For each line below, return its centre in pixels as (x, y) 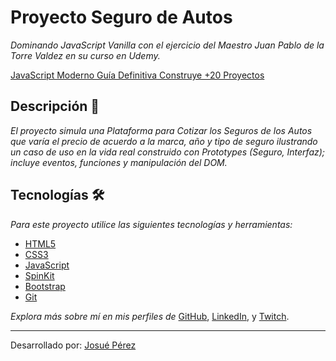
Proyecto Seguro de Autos (121, 17)
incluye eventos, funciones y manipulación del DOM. (119, 162)
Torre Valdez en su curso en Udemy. (85, 55)
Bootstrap (45, 286)
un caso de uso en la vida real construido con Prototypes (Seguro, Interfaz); (168, 152)
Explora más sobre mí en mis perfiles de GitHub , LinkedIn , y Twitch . (150, 316)
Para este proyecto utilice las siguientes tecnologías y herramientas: (151, 224)
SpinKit (39, 275)
